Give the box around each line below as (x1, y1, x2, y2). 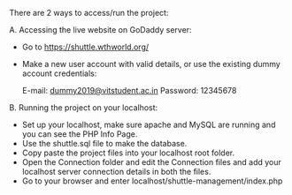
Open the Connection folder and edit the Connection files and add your (21, 157, 281, 167)
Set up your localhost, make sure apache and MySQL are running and (21, 119, 276, 130)
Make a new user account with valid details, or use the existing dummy (21, 59, 280, 69)
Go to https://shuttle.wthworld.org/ (21, 41, 150, 52)
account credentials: (21, 68, 97, 79)
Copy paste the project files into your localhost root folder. (21, 147, 235, 158)
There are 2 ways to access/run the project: (9, 8, 169, 18)
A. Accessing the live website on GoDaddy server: (9, 25, 192, 34)
